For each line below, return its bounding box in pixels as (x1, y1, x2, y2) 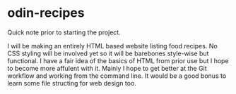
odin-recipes (7, 5, 85, 21)
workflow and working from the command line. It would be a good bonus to (7, 72, 227, 80)
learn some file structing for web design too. (7, 79, 136, 87)
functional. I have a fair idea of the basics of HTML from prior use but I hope (7, 56, 229, 65)
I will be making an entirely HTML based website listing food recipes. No (7, 41, 218, 50)
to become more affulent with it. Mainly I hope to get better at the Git (7, 64, 207, 72)
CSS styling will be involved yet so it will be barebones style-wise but (7, 49, 209, 58)
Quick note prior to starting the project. (7, 28, 122, 36)
